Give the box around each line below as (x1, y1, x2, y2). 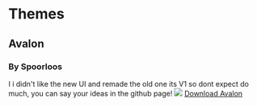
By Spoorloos (8, 61, 63, 72)
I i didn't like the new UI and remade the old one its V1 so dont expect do (8, 79, 249, 88)
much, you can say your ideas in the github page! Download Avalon (8, 88, 243, 98)
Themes (8, 5, 65, 23)
